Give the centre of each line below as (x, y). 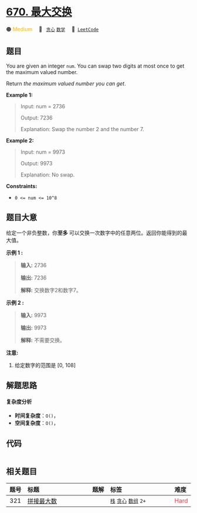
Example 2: (20, 140)
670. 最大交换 (39, 12)
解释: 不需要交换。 (43, 340)
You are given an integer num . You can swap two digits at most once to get (95, 66)
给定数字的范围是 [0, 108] (45, 365)
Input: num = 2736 (43, 106)
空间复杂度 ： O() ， (37, 423)
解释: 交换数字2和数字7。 (51, 290)
